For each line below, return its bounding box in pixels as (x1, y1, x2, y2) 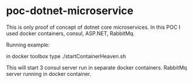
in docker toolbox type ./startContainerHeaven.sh (6, 52, 127, 59)
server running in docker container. (6, 70, 92, 77)
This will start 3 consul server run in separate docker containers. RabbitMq (6, 64, 187, 71)
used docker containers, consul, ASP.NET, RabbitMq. (6, 29, 135, 36)
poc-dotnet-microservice (6, 4, 134, 18)
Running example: (6, 41, 50, 48)
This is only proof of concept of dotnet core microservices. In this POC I (6, 24, 181, 31)
